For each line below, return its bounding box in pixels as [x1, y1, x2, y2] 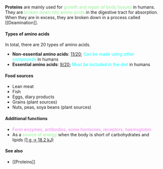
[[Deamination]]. [5, 20, 38, 25]
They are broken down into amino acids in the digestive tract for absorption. [5, 9, 158, 15]
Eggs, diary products [12, 94, 55, 100]
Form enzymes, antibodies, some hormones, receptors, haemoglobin [12, 127, 152, 132]
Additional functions [5, 116, 48, 121]
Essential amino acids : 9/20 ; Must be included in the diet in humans [12, 62, 150, 67]
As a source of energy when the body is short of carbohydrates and [12, 131, 149, 137]
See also [5, 148, 23, 154]
